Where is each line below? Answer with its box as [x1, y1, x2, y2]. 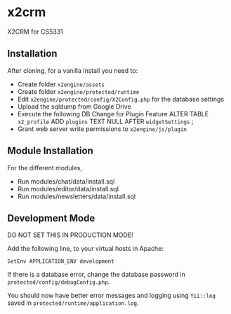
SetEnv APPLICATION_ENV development [7, 258, 114, 265]
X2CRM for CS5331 [7, 27, 63, 36]
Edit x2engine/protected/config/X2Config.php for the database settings [17, 95, 225, 103]
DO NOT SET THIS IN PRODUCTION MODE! [7, 231, 133, 239]
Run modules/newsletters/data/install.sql [17, 192, 136, 200]
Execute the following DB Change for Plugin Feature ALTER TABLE [17, 109, 209, 118]
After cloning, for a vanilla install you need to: [7, 66, 138, 74]
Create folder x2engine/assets [17, 80, 105, 88]
